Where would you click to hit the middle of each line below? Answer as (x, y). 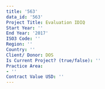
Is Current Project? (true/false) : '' (53, 60)
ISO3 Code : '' (23, 39)
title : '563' (22, 11)
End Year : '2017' (27, 33)
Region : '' (19, 44)
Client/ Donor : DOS (30, 55)
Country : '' (21, 50)
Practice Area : (25, 66)
